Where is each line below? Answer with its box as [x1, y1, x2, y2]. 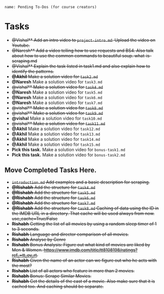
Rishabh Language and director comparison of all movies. [11, 231, 129, 237]
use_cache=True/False [11, 215, 58, 221]
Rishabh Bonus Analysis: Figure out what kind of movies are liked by [11, 241, 150, 247]
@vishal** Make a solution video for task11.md [11, 120, 106, 126]
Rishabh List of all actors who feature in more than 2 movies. [11, 267, 135, 273]
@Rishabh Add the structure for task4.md [11, 184, 96, 190]
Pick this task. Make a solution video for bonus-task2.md [11, 152, 125, 158]
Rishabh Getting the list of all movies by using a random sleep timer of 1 [11, 221, 157, 227]
